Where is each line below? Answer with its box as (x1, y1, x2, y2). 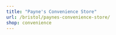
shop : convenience (6, 20, 52, 26)
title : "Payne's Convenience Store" (6, 8, 97, 15)
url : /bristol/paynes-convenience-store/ (6, 14, 111, 20)
